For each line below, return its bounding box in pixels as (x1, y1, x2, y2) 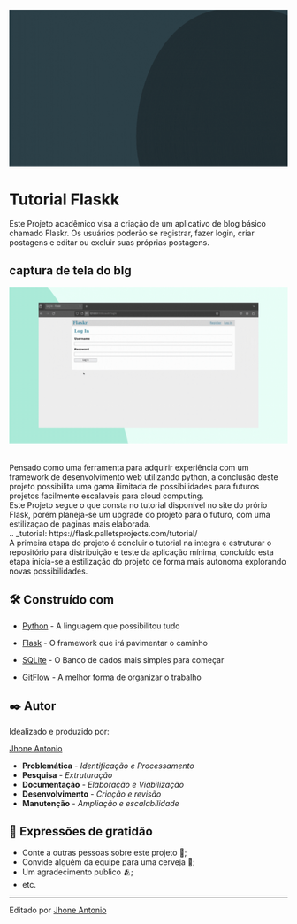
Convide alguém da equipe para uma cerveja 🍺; (21, 857, 196, 867)
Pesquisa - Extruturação (21, 770, 113, 781)
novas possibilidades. (9, 566, 88, 576)
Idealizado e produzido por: (9, 727, 110, 737)
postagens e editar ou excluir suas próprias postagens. (9, 237, 209, 248)
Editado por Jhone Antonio (9, 905, 107, 916)
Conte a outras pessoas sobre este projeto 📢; (21, 847, 187, 859)
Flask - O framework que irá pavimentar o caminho (21, 637, 208, 648)
